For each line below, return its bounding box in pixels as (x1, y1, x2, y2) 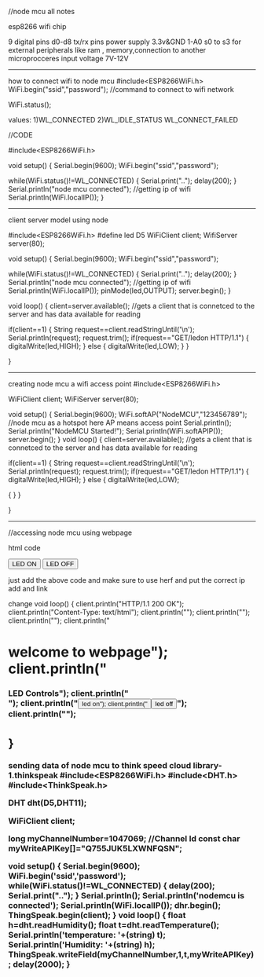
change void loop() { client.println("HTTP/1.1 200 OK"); (8, 599, 185, 608)
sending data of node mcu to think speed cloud (8, 759, 192, 770)
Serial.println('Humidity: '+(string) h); (8, 939, 156, 950)
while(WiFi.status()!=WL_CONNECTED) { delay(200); (8, 880, 215, 891)
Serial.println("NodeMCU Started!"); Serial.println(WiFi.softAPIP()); (8, 426, 223, 435)
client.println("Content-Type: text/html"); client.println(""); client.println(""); (8, 608, 251, 617)
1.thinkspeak (8, 770, 59, 781)
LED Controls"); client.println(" (8, 688, 130, 699)
